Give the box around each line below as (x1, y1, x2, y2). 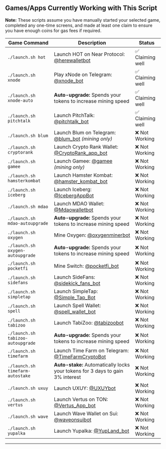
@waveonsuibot (53, 416, 91, 423)
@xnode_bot (53, 77, 83, 84)
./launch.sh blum (7, 133, 48, 138)
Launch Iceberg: (53, 186, 92, 193)
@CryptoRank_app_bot (53, 149, 108, 156)
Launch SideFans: (53, 274, 95, 281)
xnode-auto (7, 97, 33, 103)
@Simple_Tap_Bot (53, 294, 96, 301)
